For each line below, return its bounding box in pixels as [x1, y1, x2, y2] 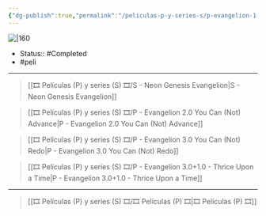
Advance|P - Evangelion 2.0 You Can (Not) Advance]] [27, 119, 203, 128]
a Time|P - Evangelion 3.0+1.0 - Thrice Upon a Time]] [27, 173, 203, 183]
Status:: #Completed [19, 48, 87, 58]
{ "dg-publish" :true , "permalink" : [8, 11, 119, 20]
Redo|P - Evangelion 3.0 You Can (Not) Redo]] [27, 146, 179, 155]
